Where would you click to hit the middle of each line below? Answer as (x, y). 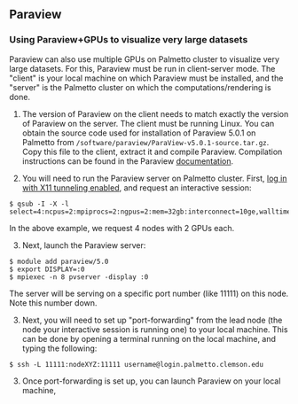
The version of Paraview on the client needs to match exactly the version (155, 113)
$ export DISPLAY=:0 (47, 269)
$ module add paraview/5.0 (59, 261)
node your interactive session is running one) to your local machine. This (155, 329)
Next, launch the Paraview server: (84, 245)
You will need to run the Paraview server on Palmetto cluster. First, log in (154, 178)
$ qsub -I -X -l (39, 204)
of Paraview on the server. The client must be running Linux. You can (148, 123)
